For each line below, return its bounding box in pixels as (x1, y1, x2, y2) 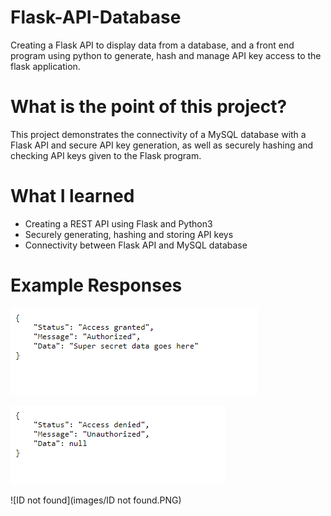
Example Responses (10, 274, 183, 296)
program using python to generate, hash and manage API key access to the (10, 49, 322, 61)
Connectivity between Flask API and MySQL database (24, 239, 248, 251)
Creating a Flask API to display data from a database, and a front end (10, 39, 295, 51)
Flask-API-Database (10, 6, 182, 29)
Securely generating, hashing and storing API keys (24, 228, 234, 240)
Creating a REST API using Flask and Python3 (24, 217, 213, 230)
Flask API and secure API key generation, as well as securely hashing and (10, 139, 314, 151)
